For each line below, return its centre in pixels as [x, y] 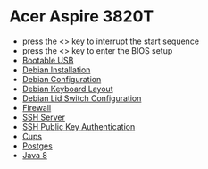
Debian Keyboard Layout [67, 89]
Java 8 [34, 155]
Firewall [37, 107]
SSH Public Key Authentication [79, 126]
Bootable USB [48, 60]
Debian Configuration [62, 79]
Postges [37, 146]
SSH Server [43, 117]
